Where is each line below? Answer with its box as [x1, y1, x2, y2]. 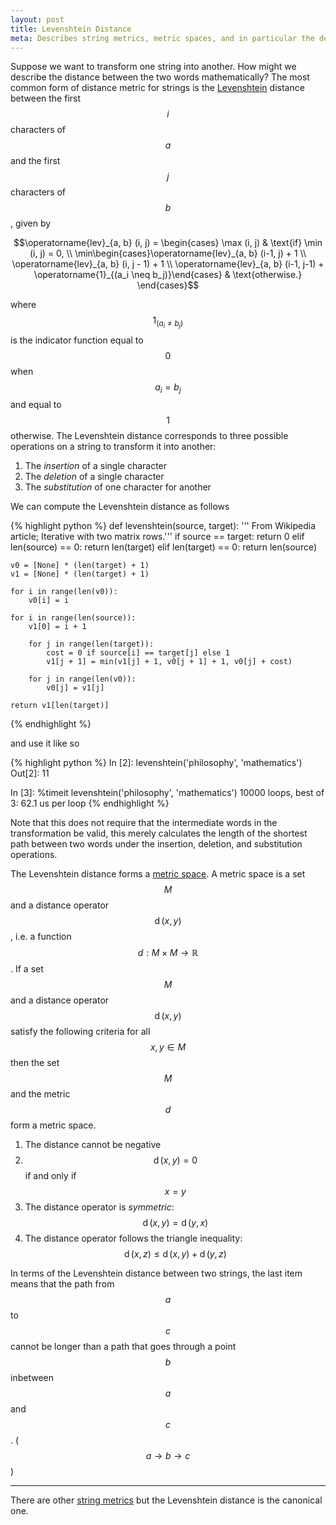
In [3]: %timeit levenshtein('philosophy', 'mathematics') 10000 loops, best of [10, 787, 325, 799]
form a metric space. [10, 1119, 97, 1131]
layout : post [10, 14, 65, 25]
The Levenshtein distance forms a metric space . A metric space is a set [10, 868, 306, 880]
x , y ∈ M [149, 1041, 187, 1053]
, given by [10, 217, 52, 230]
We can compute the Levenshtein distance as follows [10, 501, 230, 513]
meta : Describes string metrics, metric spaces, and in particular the [10, 33, 315, 43]
